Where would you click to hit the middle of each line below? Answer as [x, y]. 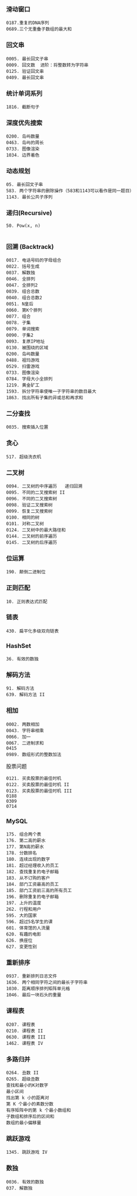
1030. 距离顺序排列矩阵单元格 [38, 989]
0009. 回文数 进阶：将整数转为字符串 [47, 65]
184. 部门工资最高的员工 [32, 884]
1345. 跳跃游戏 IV [27, 1152]
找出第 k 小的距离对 [28, 1098]
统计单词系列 [24, 93]
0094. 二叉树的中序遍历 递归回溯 [44, 486]
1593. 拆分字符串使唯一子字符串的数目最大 [51, 392]
